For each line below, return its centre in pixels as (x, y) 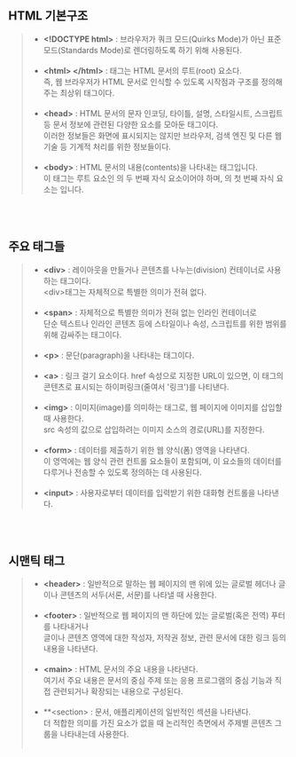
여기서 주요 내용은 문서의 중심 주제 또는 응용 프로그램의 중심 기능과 (158, 681)
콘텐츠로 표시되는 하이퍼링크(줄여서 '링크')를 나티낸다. (136, 386)
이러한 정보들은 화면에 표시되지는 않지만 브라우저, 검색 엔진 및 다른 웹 (163, 135)
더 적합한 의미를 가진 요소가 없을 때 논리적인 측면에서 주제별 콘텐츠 (158, 723)
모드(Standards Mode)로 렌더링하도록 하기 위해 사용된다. (143, 50)
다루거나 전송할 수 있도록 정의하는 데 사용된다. (122, 472)
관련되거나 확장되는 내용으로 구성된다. (118, 691)
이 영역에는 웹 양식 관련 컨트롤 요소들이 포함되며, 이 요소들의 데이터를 (163, 461)
